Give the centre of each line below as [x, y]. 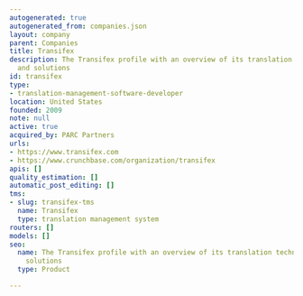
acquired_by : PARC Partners [62, 135]
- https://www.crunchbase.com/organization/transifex [113, 160]
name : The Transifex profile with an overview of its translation [145, 253]
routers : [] [32, 227]
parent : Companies [44, 43]
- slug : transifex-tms [52, 203]
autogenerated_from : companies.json [78, 26]
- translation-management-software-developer [96, 93]
